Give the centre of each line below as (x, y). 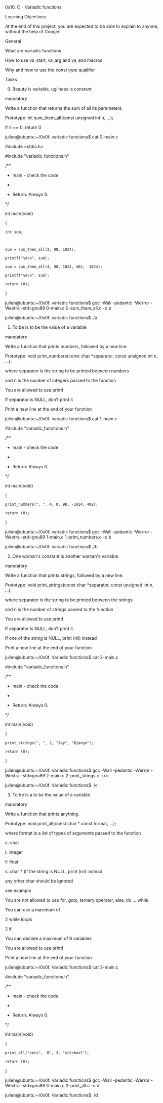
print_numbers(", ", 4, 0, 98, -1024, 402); (52, 504)
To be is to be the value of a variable (49, 327)
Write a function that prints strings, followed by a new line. (64, 575)
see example (18, 890)
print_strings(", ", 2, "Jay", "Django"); (49, 743)
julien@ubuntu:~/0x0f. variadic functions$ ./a (51, 318)
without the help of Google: (33, 31)
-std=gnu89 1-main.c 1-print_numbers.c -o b (66, 537)
